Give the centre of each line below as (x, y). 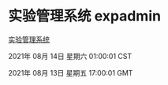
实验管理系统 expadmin (85, 16)
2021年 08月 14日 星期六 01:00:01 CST (70, 56)
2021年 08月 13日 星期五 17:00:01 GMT (71, 72)
